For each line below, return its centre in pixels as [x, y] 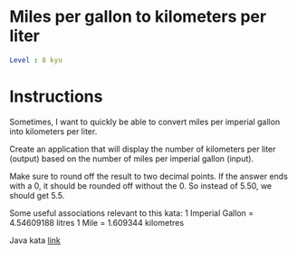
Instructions [56, 96]
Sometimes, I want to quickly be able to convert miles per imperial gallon [145, 122]
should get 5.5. [37, 195]
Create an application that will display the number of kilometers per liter [143, 149]
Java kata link [35, 240]
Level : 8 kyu [36, 60]
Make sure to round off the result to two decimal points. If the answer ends [148, 176]
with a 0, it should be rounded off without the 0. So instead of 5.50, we [141, 186]
